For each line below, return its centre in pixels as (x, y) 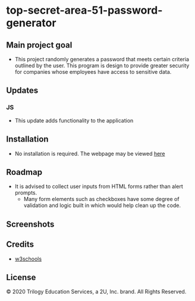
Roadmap (24, 172)
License (21, 277)
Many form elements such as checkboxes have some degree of (101, 199)
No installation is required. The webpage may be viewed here (90, 153)
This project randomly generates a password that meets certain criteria (102, 59)
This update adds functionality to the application (74, 120)
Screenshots (30, 224)
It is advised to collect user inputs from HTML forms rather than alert (99, 186)
